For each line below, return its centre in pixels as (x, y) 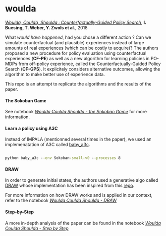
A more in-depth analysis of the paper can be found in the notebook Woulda (83, 223)
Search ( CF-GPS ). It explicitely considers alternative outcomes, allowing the (83, 69)
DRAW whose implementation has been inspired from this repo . (70, 186)
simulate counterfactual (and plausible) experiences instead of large (75, 42)
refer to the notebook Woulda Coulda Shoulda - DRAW (61, 200)
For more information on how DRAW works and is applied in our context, (79, 195)
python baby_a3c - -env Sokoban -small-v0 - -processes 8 (63, 158)
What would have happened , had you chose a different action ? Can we (78, 37)
